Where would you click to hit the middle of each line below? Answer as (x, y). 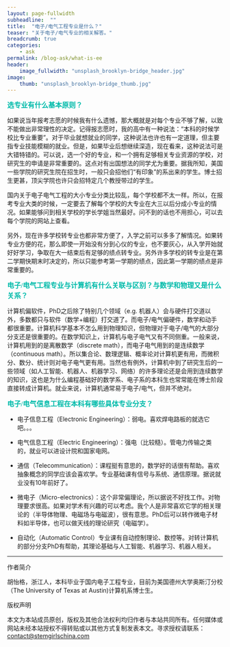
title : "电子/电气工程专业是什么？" (55, 26)
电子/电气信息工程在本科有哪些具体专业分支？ (80, 404)
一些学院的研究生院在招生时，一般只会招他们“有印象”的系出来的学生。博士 (112, 172)
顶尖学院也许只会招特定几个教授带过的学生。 (94, 181)
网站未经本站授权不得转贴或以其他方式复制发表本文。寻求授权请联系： (106, 628)
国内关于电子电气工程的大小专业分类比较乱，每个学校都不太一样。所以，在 (112, 195)
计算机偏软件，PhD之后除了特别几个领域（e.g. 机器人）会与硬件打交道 (106, 311)
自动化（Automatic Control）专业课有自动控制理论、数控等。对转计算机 (117, 538)
